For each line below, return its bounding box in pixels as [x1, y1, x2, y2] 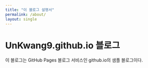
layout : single [5, 16, 37, 21]
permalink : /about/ [5, 12, 46, 17]
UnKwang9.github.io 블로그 [5, 39, 120, 51]
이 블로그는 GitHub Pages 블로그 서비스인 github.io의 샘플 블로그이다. [5, 57, 143, 63]
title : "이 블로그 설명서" [5, 7, 54, 12]
